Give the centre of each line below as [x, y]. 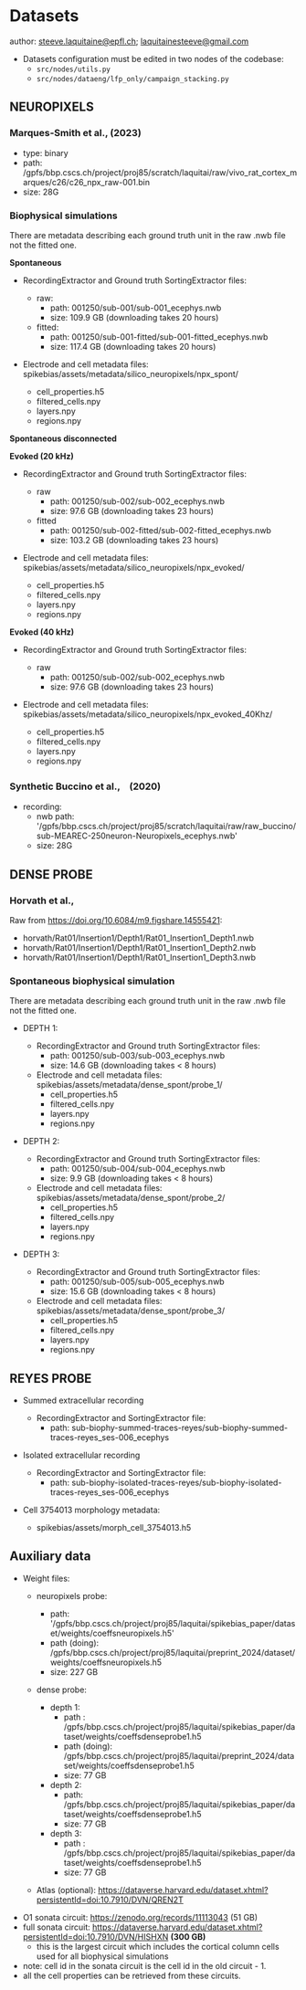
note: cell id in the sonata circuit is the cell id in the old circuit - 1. [144, 1965]
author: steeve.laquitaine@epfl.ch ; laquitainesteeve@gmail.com [129, 41]
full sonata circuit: [57, 1927]
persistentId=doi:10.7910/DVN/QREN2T [110, 1900]
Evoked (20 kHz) [42, 456]
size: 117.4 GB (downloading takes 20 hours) [133, 346]
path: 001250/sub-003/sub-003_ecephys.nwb [137, 1056]
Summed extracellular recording [83, 1400]
